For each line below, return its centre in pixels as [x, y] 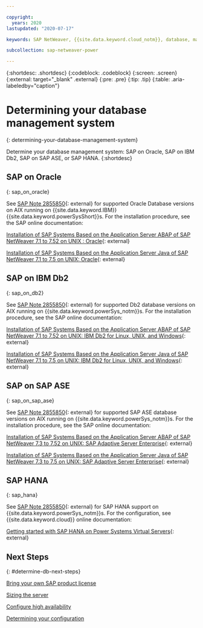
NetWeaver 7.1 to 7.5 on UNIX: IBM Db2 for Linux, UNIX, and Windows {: [95, 360]
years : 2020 [27, 23]
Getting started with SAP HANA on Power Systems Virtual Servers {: [90, 532]
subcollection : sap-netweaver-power [52, 50]
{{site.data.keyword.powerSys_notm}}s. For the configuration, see [89, 513]
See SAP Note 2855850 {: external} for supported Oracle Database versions [100, 203]
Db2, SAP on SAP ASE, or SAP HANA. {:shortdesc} [69, 158]
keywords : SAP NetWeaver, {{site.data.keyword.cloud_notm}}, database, [98, 39]
